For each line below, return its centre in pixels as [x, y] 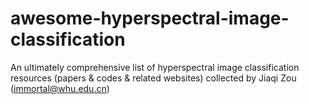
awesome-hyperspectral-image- [150, 18]
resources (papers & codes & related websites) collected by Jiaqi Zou [153, 78]
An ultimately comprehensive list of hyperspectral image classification [155, 67]
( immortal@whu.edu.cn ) [60, 88]
